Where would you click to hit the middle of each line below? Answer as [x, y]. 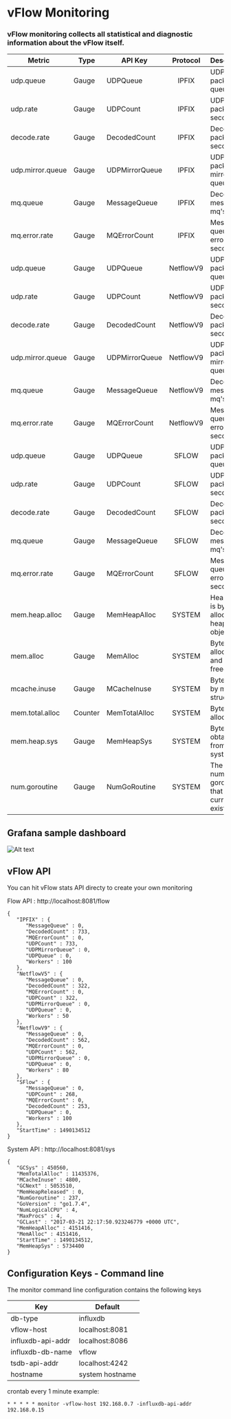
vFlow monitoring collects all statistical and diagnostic [100, 34]
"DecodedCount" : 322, [58, 986]
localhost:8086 [103, 1341]
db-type [24, 1318]
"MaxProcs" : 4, [40, 1216]
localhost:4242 [103, 1363]
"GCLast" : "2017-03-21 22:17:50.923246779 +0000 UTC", [98, 1222]
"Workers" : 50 [47, 1016]
